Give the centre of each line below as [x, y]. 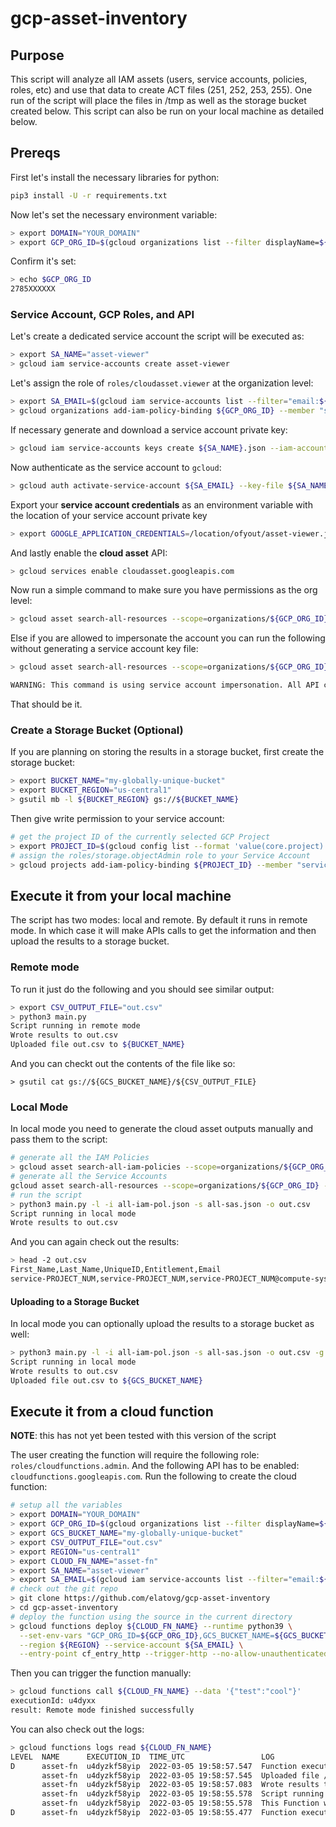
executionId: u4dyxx [53, 1701]
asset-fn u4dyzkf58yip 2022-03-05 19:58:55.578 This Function [180, 1803]
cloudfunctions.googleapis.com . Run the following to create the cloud [153, 1476]
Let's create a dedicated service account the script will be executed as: [157, 336]
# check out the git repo [64, 1589]
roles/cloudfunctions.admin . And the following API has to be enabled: [155, 1466]
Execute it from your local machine [121, 895]
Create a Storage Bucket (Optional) [97, 730]
